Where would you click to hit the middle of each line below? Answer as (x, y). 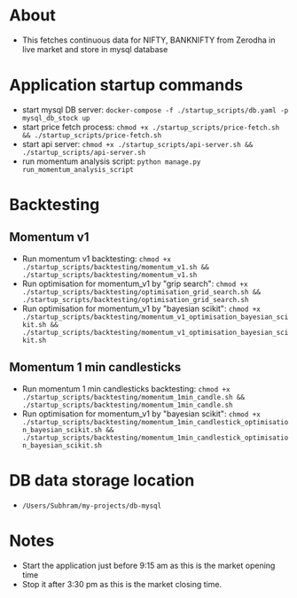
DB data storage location (102, 480)
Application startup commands (126, 85)
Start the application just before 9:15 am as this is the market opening (148, 565)
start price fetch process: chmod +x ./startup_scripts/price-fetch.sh (151, 127)
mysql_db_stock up (56, 118)
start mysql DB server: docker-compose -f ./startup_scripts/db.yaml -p (155, 109)
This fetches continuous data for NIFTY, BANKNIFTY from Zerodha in (148, 40)
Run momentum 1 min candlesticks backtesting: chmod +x (126, 388)
